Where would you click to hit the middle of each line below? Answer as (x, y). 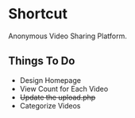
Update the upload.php (58, 97)
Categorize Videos (50, 105)
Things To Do (42, 61)
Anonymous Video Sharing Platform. (67, 36)
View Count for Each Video (64, 88)
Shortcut (38, 14)
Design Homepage (50, 80)
